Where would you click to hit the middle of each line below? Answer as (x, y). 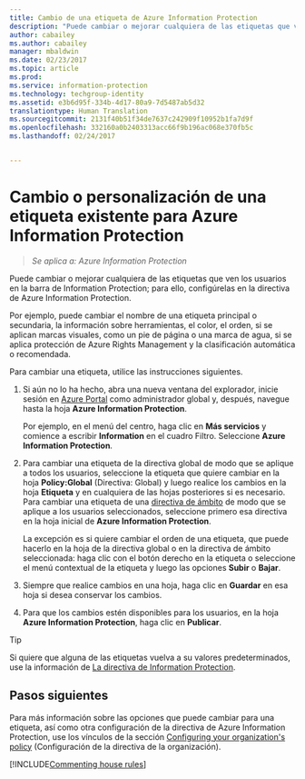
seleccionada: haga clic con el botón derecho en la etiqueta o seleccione (159, 558)
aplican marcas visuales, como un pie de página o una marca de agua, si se (151, 335)
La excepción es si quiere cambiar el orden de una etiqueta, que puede (155, 538)
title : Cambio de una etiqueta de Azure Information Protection (133, 18)
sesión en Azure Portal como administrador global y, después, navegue (156, 399)
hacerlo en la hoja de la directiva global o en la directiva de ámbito (146, 548)
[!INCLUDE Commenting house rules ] (78, 764)
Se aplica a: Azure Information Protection (109, 261)
